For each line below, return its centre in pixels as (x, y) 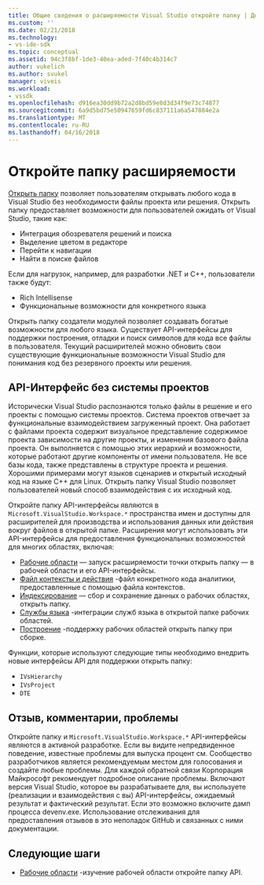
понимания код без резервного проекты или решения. (100, 363)
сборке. (33, 637)
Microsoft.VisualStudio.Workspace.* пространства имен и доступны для (129, 514)
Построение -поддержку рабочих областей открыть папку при (126, 629)
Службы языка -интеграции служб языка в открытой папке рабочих (134, 612)
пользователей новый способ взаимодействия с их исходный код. (120, 490)
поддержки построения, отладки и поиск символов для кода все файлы (130, 337)
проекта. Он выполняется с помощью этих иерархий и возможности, (125, 448)
